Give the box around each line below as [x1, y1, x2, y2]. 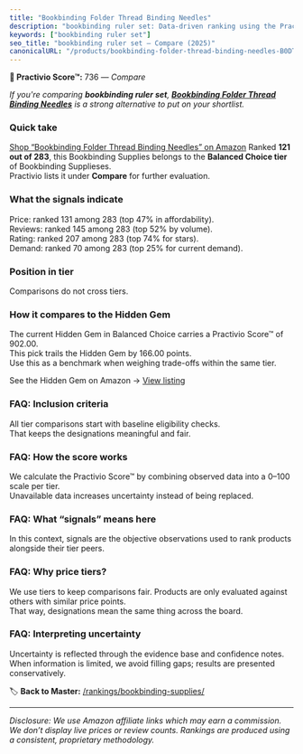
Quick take [9, 121, 58, 134]
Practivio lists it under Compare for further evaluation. [9, 171, 210, 182]
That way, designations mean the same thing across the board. [9, 605, 243, 616]
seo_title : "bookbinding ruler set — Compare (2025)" [9, 38, 216, 48]
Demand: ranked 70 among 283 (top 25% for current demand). [9, 242, 243, 253]
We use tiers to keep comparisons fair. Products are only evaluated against [9, 586, 288, 597]
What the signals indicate [9, 193, 124, 206]
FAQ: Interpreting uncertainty [9, 627, 142, 640]
